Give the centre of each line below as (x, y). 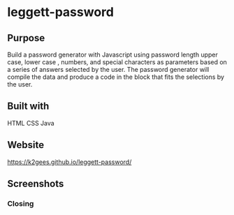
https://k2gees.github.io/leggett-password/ (70, 162)
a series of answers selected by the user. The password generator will (108, 69)
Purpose (26, 38)
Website (25, 145)
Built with (28, 106)
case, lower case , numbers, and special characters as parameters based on (117, 62)
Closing (21, 203)
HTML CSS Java (31, 123)
